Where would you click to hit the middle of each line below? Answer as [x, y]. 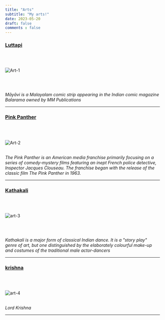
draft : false [18, 23]
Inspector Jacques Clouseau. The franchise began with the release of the [80, 168]
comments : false [23, 28]
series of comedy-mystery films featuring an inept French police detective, [81, 162]
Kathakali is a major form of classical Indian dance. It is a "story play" [76, 240]
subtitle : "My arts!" [27, 14]
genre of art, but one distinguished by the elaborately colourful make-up [79, 245]
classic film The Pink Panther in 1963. [43, 173]
